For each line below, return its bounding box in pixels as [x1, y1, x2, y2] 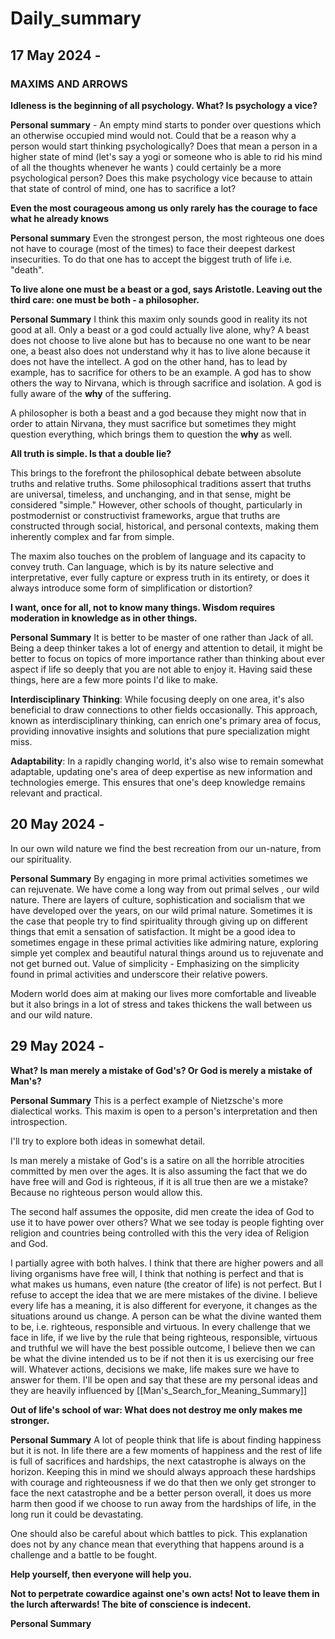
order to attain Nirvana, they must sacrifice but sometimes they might [10, 417, 297, 429]
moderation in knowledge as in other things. [10, 612, 198, 624]
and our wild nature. [10, 1008, 93, 1021]
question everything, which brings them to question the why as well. [10, 428, 293, 440]
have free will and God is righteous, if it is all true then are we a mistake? [10, 1175, 309, 1187]
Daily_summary [10, 7, 142, 30]
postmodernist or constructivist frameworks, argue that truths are [10, 509, 281, 521]
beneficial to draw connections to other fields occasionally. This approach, [10, 703, 318, 716]
